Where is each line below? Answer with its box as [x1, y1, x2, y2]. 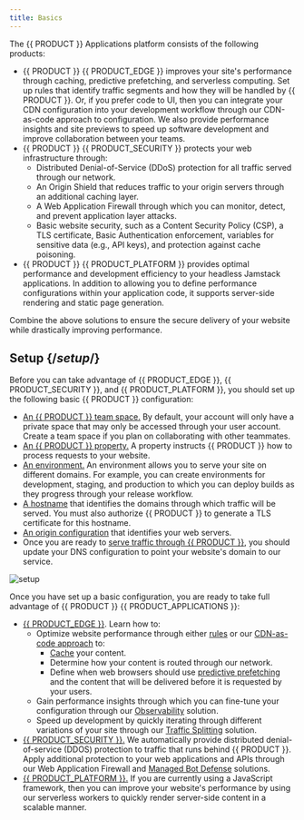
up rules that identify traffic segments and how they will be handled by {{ [22, 84, 296, 95]
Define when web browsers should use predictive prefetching [49, 667, 281, 677]
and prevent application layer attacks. [35, 210, 177, 221]
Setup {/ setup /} [9, 351, 101, 366]
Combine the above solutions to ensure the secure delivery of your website [9, 314, 290, 325]
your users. [49, 687, 93, 697]
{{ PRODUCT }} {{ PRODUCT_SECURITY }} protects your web [22, 143, 252, 153]
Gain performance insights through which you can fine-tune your [35, 696, 279, 706]
